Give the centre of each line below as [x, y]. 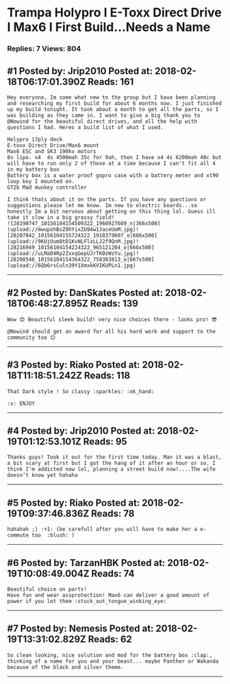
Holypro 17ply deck [35, 139]
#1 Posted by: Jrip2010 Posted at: [80, 71]
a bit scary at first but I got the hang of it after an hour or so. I [111, 463]
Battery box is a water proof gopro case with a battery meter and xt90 [113, 175]
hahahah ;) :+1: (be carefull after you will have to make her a [102, 530]
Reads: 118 [107, 376]
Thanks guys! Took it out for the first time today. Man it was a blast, [115, 458]
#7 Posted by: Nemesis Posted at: [80, 629]
